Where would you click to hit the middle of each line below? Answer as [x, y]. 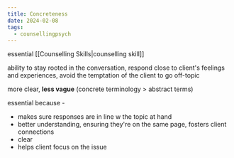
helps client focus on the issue [62, 147]
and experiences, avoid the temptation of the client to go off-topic [104, 75]
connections [36, 132]
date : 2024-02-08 [33, 21]
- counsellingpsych [43, 34]
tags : [15, 27]
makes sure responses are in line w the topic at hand [95, 117]
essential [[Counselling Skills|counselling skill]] [76, 54]
